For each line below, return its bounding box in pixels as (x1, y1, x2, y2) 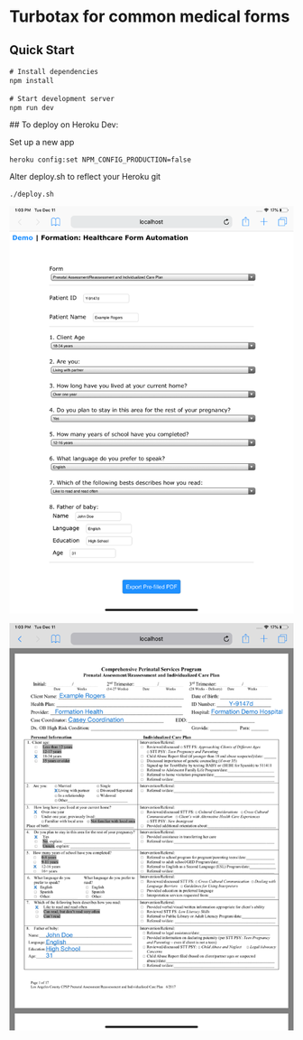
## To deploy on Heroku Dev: (9, 119, 119, 130)
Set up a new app (9, 137, 75, 147)
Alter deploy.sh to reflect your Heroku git (9, 172, 161, 181)
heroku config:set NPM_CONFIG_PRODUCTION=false (9, 155, 192, 164)
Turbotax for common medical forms (9, 6, 290, 27)
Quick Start (9, 42, 75, 58)
